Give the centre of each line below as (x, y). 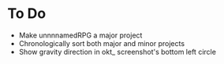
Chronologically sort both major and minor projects (102, 43)
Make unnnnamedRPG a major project (80, 35)
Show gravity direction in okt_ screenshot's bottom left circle (117, 52)
